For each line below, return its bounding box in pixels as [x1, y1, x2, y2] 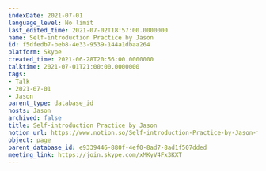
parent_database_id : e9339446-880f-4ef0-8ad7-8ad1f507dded [8, 143, 207, 151]
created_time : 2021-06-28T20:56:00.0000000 [8, 56, 154, 64]
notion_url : [8, 128, 47, 136]
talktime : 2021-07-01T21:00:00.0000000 [8, 63, 140, 71]
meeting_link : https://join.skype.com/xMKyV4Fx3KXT [8, 151, 182, 158]
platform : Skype [8, 48, 62, 56]
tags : [8, 70, 26, 78]
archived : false [8, 114, 62, 122]
